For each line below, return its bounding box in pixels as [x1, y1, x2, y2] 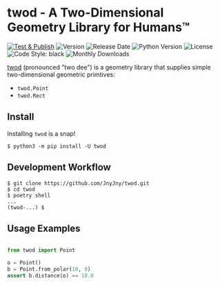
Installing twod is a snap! [7, 129, 76, 137]
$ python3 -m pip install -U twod [7, 143, 107, 150]
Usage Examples [7, 222, 81, 234]
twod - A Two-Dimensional [7, 5, 164, 21]
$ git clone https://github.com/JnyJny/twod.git [7, 179, 150, 187]
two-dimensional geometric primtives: [7, 70, 115, 79]
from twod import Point [7, 247, 76, 254]
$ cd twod [7, 186, 36, 193]
